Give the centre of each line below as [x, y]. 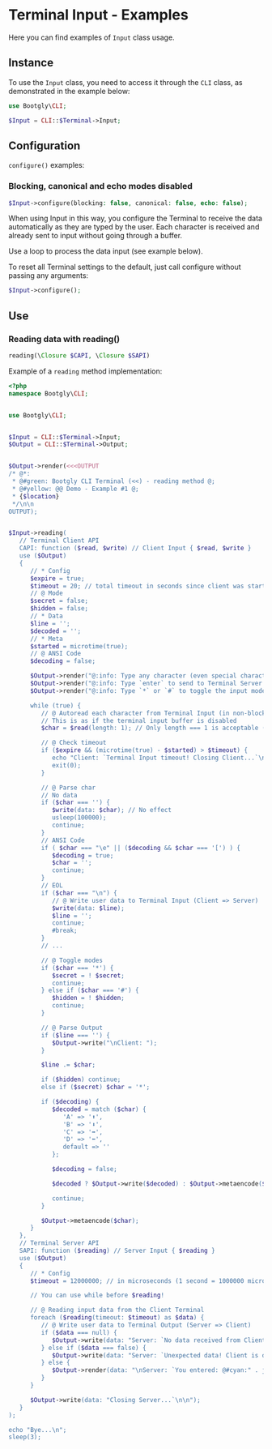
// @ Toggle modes [72, 960]
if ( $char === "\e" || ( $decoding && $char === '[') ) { [141, 848]
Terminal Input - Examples [98, 15]
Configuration [45, 145]
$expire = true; [57, 578]
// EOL [52, 886]
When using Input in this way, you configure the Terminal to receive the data [136, 218]
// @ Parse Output [72, 1028]
